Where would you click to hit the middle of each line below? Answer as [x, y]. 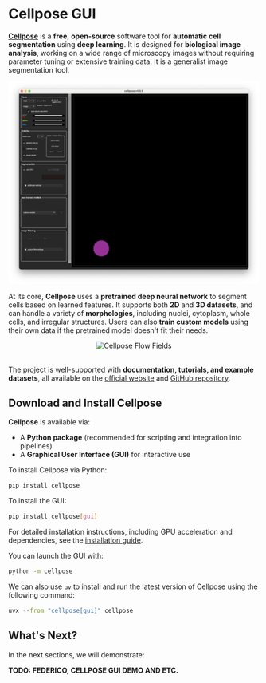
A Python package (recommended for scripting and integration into [131, 438]
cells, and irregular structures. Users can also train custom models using [129, 322]
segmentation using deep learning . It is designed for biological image [125, 44]
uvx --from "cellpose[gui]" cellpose [71, 610]
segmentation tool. [39, 69]
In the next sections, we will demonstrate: [76, 654]
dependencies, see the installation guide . [76, 540]
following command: [42, 594]
